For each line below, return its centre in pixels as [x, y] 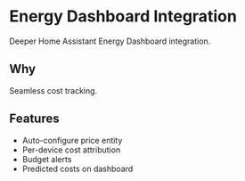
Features [34, 119]
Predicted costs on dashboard [78, 169]
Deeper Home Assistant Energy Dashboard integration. [110, 41]
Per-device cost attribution [71, 150]
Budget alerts [47, 159]
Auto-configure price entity [72, 140]
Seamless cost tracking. [53, 90]
